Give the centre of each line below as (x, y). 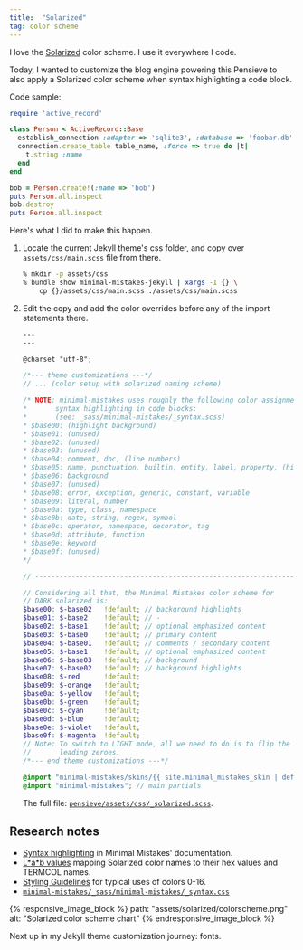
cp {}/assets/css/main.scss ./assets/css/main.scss (138, 290)
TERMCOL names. (57, 872)
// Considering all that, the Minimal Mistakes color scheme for (148, 593)
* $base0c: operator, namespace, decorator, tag (116, 527)
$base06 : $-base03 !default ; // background (109, 660)
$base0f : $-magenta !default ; (81, 736)
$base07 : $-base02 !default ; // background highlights (132, 669)
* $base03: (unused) (61, 451)
